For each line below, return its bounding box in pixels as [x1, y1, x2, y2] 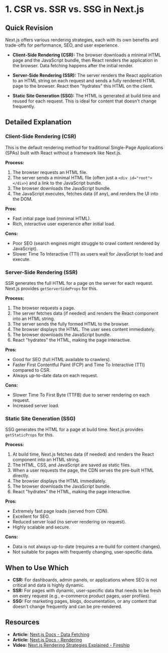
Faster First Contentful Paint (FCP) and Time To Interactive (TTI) [12, 362, 145, 368]
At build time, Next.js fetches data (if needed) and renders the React [12, 451, 154, 458]
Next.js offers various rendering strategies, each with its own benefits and [5, 37, 158, 43]
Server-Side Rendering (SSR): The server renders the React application [12, 72, 162, 78]
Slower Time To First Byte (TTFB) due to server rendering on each [12, 392, 150, 398]
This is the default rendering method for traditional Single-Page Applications [5, 144, 163, 150]
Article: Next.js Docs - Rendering [12, 636, 82, 642]
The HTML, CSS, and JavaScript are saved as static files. [12, 462, 131, 468]
